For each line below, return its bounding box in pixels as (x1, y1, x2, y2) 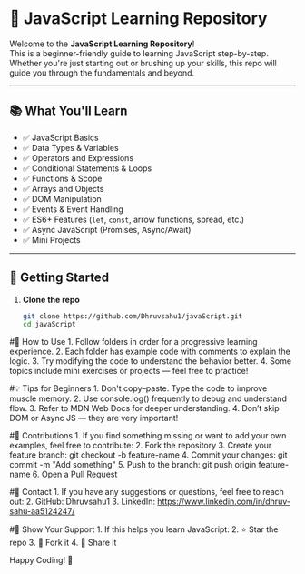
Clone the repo (22, 294, 80, 305)
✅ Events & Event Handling (22, 204, 124, 215)
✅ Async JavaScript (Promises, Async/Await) (22, 224, 192, 235)
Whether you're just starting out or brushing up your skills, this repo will (9, 57, 277, 68)
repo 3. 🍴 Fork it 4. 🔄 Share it (9, 537, 117, 549)
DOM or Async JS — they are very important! (9, 413, 179, 424)
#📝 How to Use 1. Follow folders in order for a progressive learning (9, 337, 258, 347)
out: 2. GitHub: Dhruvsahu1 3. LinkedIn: (9, 496, 156, 508)
